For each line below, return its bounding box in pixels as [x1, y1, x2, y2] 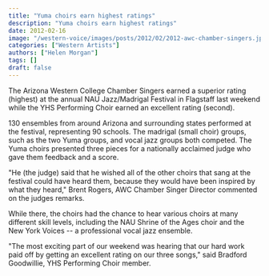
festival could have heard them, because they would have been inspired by [8, 176, 256, 186]
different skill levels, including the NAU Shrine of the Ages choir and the [8, 217, 245, 226]
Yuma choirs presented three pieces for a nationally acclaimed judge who [8, 143, 251, 153]
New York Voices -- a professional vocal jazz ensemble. [8, 226, 193, 235]
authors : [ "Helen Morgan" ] [8, 49, 98, 57]
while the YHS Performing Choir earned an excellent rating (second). [8, 102, 235, 112]
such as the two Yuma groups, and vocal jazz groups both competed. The [8, 135, 252, 145]
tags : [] [8, 57, 38, 65]
